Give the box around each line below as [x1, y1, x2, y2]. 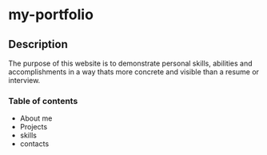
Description [8, 38, 68, 51]
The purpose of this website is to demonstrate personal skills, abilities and [8, 58, 253, 68]
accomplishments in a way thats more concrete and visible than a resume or [8, 67, 260, 77]
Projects [19, 122, 48, 132]
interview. [8, 76, 41, 85]
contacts [19, 139, 50, 149]
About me [19, 113, 53, 123]
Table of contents [8, 95, 78, 106]
